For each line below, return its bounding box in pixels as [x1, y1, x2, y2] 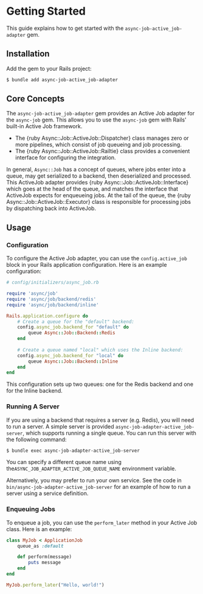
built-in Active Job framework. [6, 123, 83, 130]
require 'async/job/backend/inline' [6, 302, 99, 308]
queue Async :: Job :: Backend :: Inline [28, 358, 119, 364]
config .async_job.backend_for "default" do [17, 324, 129, 330]
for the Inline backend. [6, 387, 63, 394]
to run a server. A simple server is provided [6, 422, 114, 430]
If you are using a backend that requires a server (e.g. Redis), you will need [6, 416, 194, 424]
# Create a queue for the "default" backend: [17, 319, 135, 325]
